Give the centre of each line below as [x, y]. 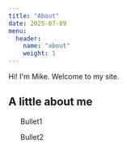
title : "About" [34, 16]
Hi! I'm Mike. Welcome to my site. [64, 76]
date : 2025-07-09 [38, 23]
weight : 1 [40, 53]
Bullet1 [31, 121]
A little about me [51, 102]
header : [29, 38]
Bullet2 [32, 137]
